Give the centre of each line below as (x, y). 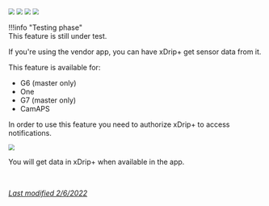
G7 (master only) (48, 100)
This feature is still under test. (58, 36)
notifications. (30, 133)
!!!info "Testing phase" (46, 27)
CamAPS (35, 109)
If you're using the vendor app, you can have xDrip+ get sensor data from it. (135, 52)
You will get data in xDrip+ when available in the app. (97, 162)
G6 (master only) (48, 83)
